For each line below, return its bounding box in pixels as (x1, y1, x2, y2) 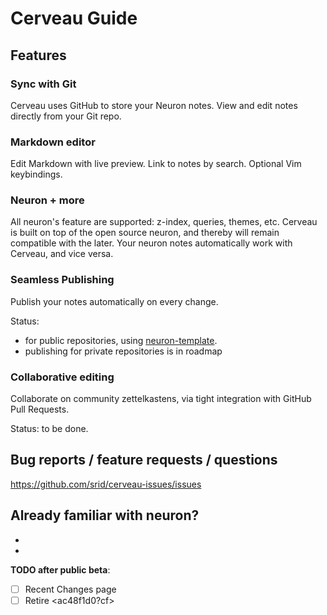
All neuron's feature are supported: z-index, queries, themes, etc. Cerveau (10, 216, 318, 228)
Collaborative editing (10, 370, 115, 384)
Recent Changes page (24, 583, 117, 595)
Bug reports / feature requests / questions (10, 452, 278, 469)
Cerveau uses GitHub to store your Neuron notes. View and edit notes (10, 99, 298, 111)
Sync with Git (10, 77, 77, 91)
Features (10, 47, 67, 64)
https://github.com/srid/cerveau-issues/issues (10, 478, 202, 490)
